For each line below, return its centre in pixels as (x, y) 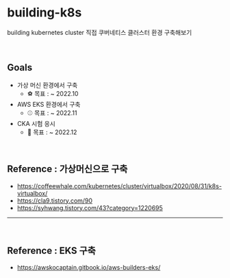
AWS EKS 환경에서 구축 (49, 104)
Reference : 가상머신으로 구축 (67, 169)
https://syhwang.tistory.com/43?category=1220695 (90, 207)
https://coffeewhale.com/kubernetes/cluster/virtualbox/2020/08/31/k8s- (119, 186)
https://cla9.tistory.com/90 (55, 201)
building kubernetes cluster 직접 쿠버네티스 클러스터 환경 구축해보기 (100, 32)
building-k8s (44, 13)
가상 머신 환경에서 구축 (47, 85)
